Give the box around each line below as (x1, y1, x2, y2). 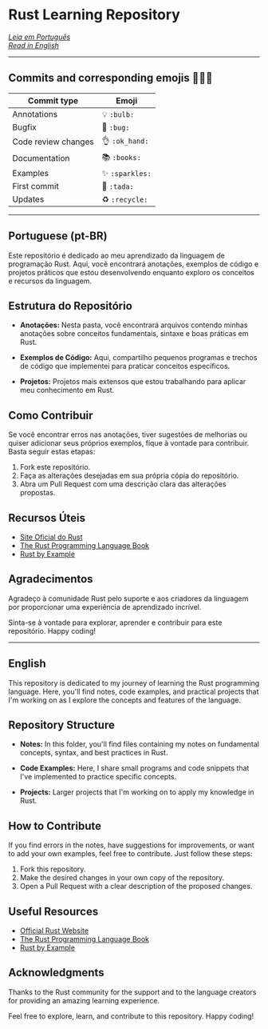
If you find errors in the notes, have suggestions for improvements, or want (8, 840, 255, 850)
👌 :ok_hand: (101, 134, 149, 146)
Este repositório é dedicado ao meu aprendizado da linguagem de (8, 250, 225, 260)
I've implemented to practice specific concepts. (19, 772, 177, 782)
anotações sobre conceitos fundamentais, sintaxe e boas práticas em (19, 329, 249, 338)
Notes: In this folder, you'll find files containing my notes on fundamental (19, 739, 259, 749)
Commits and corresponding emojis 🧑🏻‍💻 (8, 71, 213, 85)
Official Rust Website (19, 926, 89, 935)
